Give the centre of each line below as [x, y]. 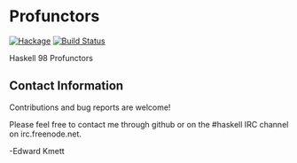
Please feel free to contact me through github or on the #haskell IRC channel [149, 124]
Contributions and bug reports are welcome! [90, 107]
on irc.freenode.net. [46, 134]
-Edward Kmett [37, 151]
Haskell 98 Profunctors [51, 58]
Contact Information [66, 86]
